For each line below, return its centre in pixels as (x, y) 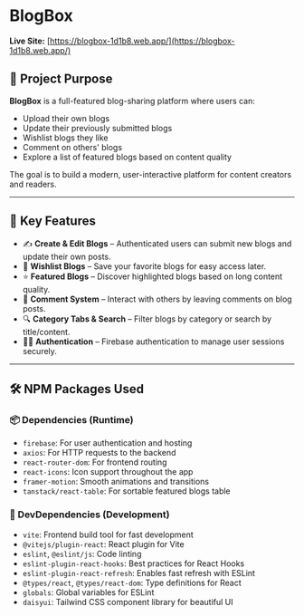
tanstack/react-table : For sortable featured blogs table (126, 491)
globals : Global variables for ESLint (88, 592)
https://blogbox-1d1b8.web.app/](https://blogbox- (142, 41)
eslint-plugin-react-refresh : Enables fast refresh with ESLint (139, 573)
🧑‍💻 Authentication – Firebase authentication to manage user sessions (153, 342)
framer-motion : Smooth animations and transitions (116, 482)
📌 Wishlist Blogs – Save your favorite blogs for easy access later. (144, 266)
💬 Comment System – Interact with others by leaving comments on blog (157, 299)
